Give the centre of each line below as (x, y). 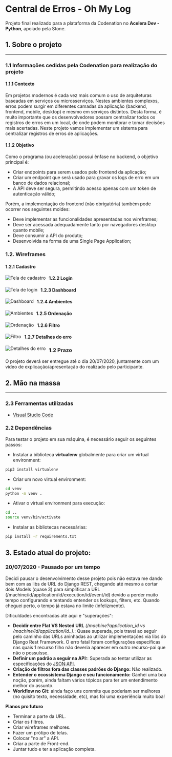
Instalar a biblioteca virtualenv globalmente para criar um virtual (81, 454)
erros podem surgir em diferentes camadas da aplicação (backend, (76, 106)
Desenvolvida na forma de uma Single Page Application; (72, 241)
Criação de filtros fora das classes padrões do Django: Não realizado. (88, 669)
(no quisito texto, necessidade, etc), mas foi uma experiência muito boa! (89, 696)
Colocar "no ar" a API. (36, 738)
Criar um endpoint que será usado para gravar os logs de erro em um (86, 178)
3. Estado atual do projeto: (48, 552)
